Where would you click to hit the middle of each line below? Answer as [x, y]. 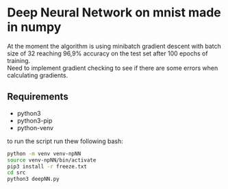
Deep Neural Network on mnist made [114, 13]
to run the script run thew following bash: [65, 141]
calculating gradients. [38, 75]
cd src [16, 173]
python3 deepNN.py [33, 179]
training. [19, 60]
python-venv [35, 127]
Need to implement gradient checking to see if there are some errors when [113, 68]
